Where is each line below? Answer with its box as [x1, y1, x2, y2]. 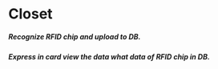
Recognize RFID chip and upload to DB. [8, 31, 141, 41]
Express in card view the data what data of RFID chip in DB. [8, 52, 211, 62]
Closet [8, 5, 54, 23]
